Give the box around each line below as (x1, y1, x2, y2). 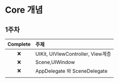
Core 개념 (5, 4, 43, 16)
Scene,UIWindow (35, 59, 75, 65)
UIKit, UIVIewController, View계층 (35, 51, 111, 57)
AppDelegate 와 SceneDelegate (35, 68, 108, 74)
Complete (7, 41, 31, 47)
